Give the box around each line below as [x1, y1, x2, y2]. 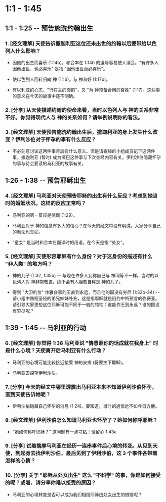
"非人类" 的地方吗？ [5, 260, 53, 267]
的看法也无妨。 [12, 229, 43, 235]
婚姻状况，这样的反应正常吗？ [15, 200, 86, 207]
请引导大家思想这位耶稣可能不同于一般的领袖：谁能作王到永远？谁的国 [12, 301, 156, 307]
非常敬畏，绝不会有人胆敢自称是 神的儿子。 [35, 279, 124, 285]
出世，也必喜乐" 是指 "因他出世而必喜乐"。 [21, 65, 108, 72]
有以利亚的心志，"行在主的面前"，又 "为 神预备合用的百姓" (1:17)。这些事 [12, 87, 161, 93]
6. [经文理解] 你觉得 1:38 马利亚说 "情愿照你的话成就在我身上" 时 [5, 340, 159, 347]
